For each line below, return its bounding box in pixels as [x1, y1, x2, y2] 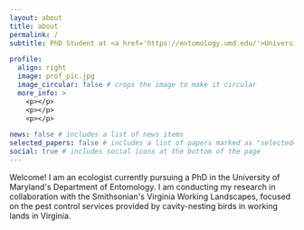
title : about [9, 22, 59, 31]
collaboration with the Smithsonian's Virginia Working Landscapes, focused [9, 191, 291, 202]
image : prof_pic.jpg [17, 72, 95, 81]
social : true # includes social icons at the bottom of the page [9, 147, 261, 157]
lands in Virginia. [9, 210, 71, 221]
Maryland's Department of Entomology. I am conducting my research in [9, 181, 276, 192]
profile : [9, 55, 43, 64]
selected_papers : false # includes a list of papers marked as [9, 139, 253, 148]
